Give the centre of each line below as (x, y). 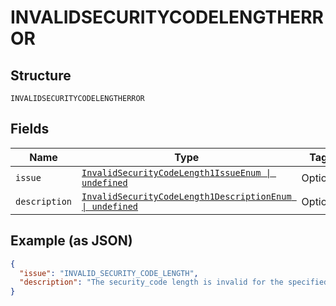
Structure (41, 75)
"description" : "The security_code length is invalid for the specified (174, 282)
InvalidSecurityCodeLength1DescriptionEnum (186, 196)
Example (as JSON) (71, 241)
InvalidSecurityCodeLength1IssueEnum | (176, 172)
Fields (30, 129)
